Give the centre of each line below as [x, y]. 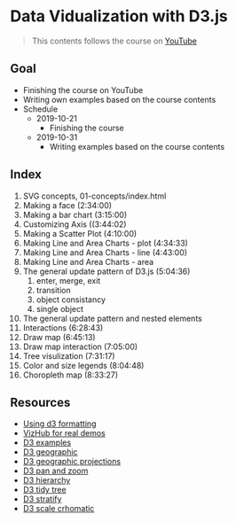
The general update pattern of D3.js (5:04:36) [106, 271]
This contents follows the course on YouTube [114, 41]
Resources [40, 402]
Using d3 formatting [59, 424]
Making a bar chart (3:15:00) [75, 214]
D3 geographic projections [72, 462]
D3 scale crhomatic [59, 509]
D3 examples [47, 443]
